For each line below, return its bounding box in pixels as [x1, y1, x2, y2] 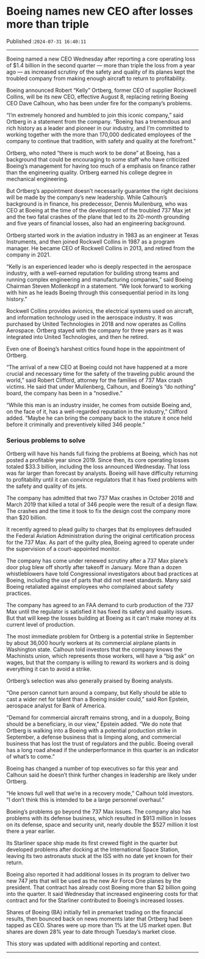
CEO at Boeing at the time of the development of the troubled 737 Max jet [6, 206, 191, 214]
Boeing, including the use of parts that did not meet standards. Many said [6, 577, 191, 584]
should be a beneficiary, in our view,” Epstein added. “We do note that [6, 720, 182, 728]
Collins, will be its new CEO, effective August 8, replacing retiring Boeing [6, 93, 189, 100]
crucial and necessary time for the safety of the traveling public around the [6, 370, 195, 377]
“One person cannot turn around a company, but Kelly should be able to [6, 689, 187, 696]
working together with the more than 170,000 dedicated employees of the [6, 130, 192, 138]
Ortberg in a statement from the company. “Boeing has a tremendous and [6, 118, 191, 125]
